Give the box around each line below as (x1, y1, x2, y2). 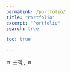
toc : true (6, 37, 31, 43)
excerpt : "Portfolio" (6, 20, 61, 26)
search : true (6, 25, 39, 32)
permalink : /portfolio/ (6, 8, 66, 15)
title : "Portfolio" (6, 14, 55, 20)
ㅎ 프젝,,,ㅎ (6, 59, 32, 66)
